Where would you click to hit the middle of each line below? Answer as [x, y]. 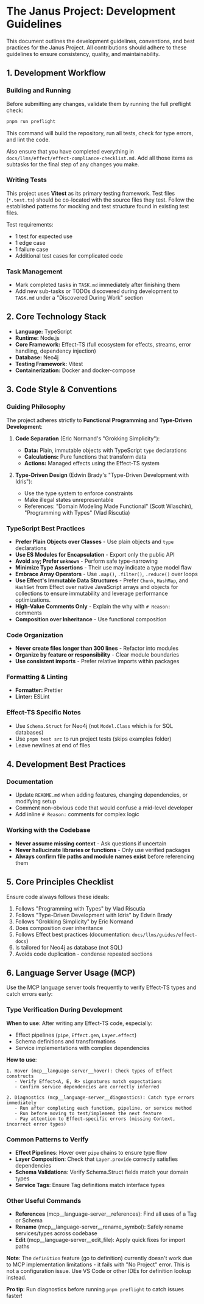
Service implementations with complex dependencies [83, 1048]
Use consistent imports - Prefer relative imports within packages [97, 661]
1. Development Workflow [56, 73]
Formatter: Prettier [39, 690]
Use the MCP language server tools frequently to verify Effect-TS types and [101, 987]
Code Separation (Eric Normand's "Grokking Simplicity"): [87, 438]
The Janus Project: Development [91, 11]
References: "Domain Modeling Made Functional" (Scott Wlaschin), [108, 506]
